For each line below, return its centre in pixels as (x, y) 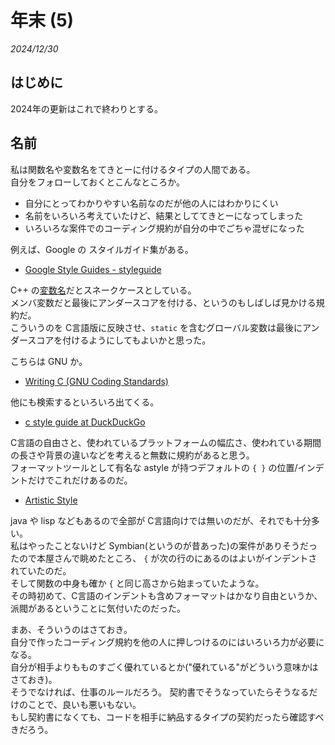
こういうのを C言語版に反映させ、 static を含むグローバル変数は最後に (156, 327)
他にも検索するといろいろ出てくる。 (85, 402)
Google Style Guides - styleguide (93, 269)
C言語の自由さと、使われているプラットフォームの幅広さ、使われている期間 (166, 442)
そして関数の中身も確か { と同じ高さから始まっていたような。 (137, 583)
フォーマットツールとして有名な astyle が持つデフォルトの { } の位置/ (154, 467)
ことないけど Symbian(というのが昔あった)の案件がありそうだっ (185, 545)
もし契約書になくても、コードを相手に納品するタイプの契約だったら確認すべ (167, 717)
